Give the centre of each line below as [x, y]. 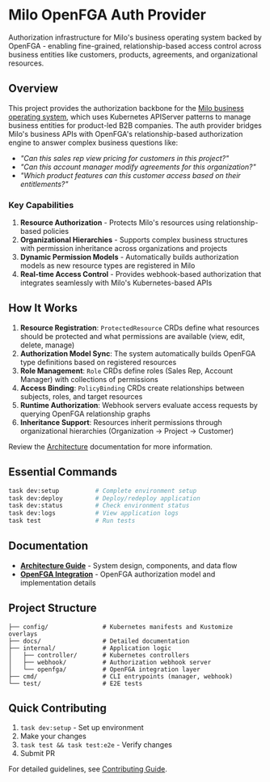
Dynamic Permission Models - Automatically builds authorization [129, 257]
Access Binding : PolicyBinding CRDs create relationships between [132, 388]
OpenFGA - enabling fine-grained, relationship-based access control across [135, 45]
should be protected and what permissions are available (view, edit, [132, 336]
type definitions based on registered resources [98, 362]
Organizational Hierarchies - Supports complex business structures [134, 240]
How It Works [43, 308]
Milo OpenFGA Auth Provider [107, 15]
